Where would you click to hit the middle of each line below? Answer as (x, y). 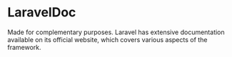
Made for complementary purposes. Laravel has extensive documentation (116, 32)
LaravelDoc (42, 12)
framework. (24, 47)
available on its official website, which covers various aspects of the (107, 39)
